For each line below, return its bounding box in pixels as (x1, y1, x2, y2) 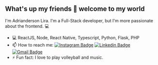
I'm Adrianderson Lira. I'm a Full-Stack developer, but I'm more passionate (5, 17, 154, 23)
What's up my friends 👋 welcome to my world (5, 5, 145, 13)
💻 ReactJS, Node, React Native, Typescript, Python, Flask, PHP (12, 34, 140, 40)
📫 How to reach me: (12, 42, 54, 48)
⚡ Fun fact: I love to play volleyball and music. (12, 54, 103, 60)
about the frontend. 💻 (5, 23, 49, 29)
